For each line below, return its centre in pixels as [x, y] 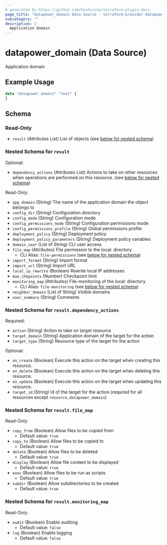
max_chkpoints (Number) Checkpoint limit [54, 276]
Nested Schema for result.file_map [49, 410]
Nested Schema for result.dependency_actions [62, 310]
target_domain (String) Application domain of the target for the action [83, 336]
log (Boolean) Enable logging [42, 533]
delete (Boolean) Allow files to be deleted [55, 452]
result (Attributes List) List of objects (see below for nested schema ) [83, 139]
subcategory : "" [22, 19]
